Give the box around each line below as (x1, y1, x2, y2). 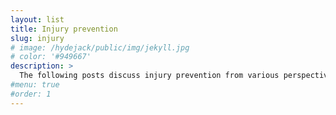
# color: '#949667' (10, 52, 92, 62)
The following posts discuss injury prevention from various (19, 71, 280, 81)
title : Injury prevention (10, 24, 118, 34)
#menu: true (10, 80, 60, 90)
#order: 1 (10, 89, 52, 99)
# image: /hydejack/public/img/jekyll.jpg (10, 42, 190, 53)
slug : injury (10, 33, 65, 43)
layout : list (10, 14, 65, 25)
